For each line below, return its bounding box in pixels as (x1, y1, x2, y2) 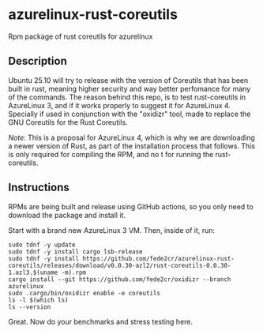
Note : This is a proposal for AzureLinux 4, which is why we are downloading (8, 133, 255, 142)
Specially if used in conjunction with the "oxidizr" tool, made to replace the (8, 109, 251, 118)
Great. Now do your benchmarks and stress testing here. (8, 317, 193, 326)
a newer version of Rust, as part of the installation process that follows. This (8, 141, 255, 151)
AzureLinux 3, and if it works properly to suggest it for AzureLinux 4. (8, 100, 231, 110)
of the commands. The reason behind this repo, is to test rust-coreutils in (8, 92, 246, 102)
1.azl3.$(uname (8, 268, 58, 276)
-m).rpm (61, 268, 87, 276)
